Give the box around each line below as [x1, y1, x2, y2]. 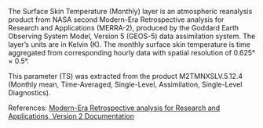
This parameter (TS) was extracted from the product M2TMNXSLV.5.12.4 [8, 72, 243, 80]
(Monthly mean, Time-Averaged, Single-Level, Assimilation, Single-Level [8, 80, 243, 89]
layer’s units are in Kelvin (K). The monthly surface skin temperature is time [8, 40, 251, 49]
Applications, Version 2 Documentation [8, 112, 135, 120]
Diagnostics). [8, 88, 51, 97]
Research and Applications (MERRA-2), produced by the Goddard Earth [8, 23, 239, 32]
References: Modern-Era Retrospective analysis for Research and [8, 103, 221, 112]
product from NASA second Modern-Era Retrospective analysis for [8, 15, 225, 24]
